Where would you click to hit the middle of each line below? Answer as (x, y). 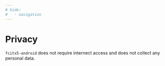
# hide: (13, 10)
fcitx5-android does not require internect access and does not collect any (82, 53)
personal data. (20, 58)
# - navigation (23, 14)
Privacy (21, 39)
